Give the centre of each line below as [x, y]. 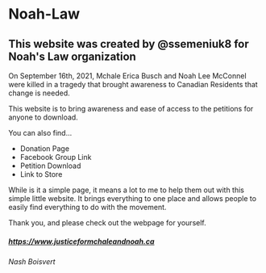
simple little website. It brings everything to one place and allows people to [132, 198]
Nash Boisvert [32, 261]
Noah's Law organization [73, 56]
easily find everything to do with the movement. [87, 207]
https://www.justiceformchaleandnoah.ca [81, 241]
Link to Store [41, 174]
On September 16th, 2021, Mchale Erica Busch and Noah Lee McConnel [128, 76]
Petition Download [50, 166]
